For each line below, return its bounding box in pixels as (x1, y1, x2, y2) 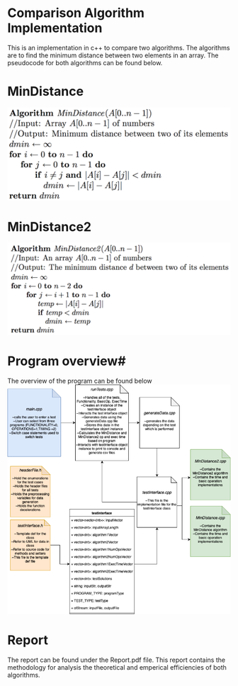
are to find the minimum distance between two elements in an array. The (7, 51, 219, 60)
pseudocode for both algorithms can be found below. (7, 58, 163, 67)
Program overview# (7, 353, 126, 369)
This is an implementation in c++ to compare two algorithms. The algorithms (7, 43, 230, 52)
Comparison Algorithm (7, 5, 145, 21)
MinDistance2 (7, 218, 92, 235)
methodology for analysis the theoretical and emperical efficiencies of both (7, 663, 227, 671)
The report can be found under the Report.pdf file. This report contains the (7, 656, 225, 664)
